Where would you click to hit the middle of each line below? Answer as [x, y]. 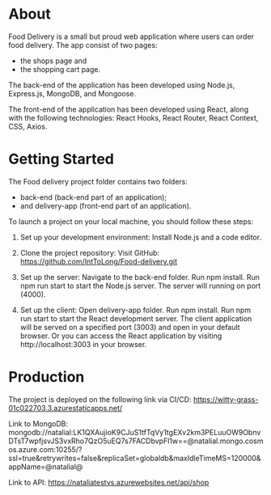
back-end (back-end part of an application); [93, 197]
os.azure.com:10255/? [45, 449]
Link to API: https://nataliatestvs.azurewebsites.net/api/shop [109, 482]
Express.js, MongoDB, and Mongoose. [72, 93]
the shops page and [53, 61]
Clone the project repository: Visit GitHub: [90, 252]
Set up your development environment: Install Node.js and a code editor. [140, 237]
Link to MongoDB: [38, 423]
